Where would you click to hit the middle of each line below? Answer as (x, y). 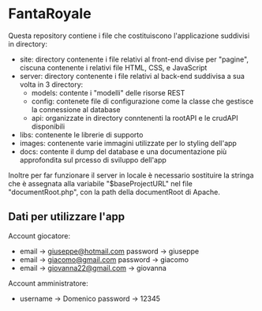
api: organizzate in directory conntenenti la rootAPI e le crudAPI (135, 118)
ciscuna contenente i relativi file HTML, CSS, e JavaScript (113, 67)
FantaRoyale (50, 14)
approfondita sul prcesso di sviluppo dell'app (93, 159)
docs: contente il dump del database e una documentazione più (123, 152)
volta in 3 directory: (51, 84)
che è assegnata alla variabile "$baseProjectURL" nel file (101, 183)
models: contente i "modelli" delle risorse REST (108, 92)
